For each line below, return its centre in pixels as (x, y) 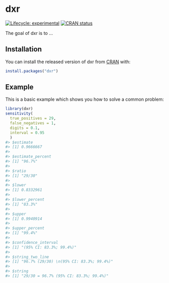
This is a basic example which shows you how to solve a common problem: (84, 99)
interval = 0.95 (27, 133)
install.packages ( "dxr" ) (32, 71)
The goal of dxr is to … (29, 33)
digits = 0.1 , (25, 128)
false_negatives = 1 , (33, 123)
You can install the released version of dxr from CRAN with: (68, 62)
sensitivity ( (19, 114)
